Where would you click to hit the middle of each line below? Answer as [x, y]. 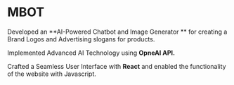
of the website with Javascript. [52, 74]
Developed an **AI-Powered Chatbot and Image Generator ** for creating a [117, 32]
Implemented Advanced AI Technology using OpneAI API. [91, 53]
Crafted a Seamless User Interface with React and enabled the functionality [117, 66]
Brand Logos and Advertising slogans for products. [81, 39]
